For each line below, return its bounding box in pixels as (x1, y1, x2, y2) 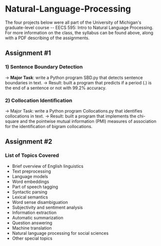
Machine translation (12, 225, 52, 231)
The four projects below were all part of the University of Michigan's (5, 19, 142, 25)
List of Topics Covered (5, 152, 59, 159)
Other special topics (12, 235, 52, 241)
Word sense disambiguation (12, 199, 68, 205)
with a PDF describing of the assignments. (5, 35, 90, 41)
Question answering (12, 220, 52, 226)
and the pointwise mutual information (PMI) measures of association (20, 118, 157, 124)
